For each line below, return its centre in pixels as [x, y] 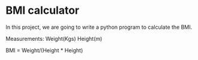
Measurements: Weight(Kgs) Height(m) [54, 38]
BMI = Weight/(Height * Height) [44, 50]
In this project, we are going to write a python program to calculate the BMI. [99, 27]
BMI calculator [42, 10]
